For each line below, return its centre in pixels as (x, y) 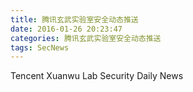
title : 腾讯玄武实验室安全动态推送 (74, 19)
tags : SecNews (40, 47)
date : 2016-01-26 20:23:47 (66, 29)
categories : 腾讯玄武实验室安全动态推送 (86, 38)
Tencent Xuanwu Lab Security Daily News (97, 76)
